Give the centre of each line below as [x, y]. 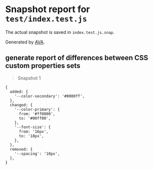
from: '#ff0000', [37, 114]
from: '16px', [34, 132]
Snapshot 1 [29, 78]
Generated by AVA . [25, 42]
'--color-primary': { [37, 109]
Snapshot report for [48, 9]
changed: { [21, 105]
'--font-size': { [33, 127]
